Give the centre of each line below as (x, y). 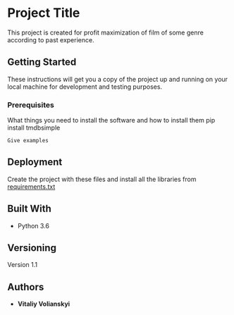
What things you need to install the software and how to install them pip (111, 121)
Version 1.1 (22, 265)
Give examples (28, 141)
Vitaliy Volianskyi (44, 304)
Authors (26, 287)
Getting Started (42, 62)
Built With (29, 209)
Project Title (44, 13)
